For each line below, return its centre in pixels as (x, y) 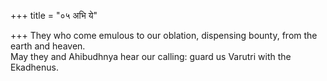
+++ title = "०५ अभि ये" (54, 15)
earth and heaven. (48, 46)
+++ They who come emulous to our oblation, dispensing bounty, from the (164, 35)
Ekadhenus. (34, 67)
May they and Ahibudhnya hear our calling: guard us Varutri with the (151, 56)
